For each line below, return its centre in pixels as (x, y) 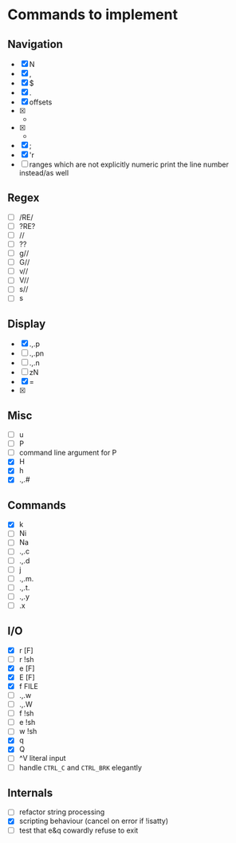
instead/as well (44, 173)
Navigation (35, 44)
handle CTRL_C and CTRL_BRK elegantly (81, 767)
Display (27, 323)
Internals (30, 792)
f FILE (29, 686)
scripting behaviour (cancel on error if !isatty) (94, 821)
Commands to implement (93, 15)
